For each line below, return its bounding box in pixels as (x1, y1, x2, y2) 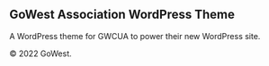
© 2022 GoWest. (9, 48, 72, 59)
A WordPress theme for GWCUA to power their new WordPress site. (9, 30, 261, 41)
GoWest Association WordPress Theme (9, 7, 236, 22)
